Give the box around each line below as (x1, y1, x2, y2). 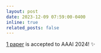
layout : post (6, 8, 38, 15)
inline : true (6, 19, 38, 25)
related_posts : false (6, 24, 60, 31)
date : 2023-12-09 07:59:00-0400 (6, 14, 86, 20)
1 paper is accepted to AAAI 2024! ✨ (6, 41, 96, 48)
